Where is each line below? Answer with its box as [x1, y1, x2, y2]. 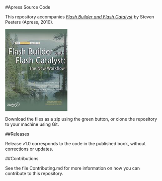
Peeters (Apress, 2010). [5, 19, 54, 25]
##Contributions [5, 156, 39, 161]
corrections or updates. [5, 146, 53, 152]
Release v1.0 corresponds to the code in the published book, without [5, 141, 146, 146]
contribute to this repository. [5, 171, 64, 176]
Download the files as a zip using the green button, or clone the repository [5, 116, 158, 122]
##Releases [5, 131, 30, 137]
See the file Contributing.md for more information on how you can [5, 165, 140, 171]
